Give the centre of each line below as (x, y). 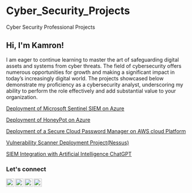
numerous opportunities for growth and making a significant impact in (90, 72)
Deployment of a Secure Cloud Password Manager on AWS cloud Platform (96, 131)
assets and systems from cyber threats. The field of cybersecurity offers (94, 66)
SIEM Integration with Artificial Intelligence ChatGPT (69, 154)
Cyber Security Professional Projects (51, 27)
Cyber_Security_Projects (68, 11)
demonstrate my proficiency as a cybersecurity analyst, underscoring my (95, 84)
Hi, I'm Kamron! (35, 45)
